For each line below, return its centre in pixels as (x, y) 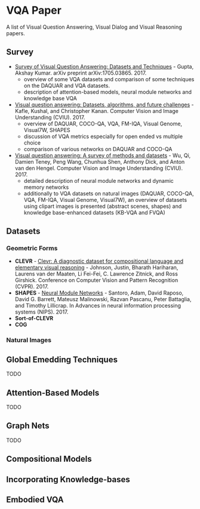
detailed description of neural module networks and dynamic (99, 180)
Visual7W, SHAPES (47, 130)
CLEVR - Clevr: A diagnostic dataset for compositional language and (99, 261)
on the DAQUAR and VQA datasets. (67, 85)
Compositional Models (49, 459)
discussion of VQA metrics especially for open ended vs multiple (103, 136)
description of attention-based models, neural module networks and (108, 92)
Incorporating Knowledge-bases (68, 479)
